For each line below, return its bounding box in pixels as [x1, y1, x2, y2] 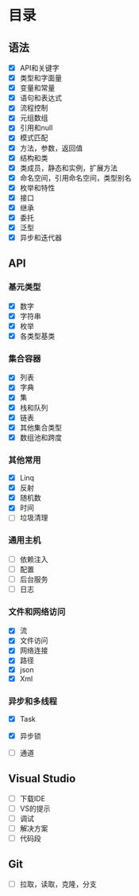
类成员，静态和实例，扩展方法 [19, 163, 118, 173]
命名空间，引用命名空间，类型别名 [19, 173, 132, 182]
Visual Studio [8, 772, 76, 785]
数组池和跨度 [19, 432, 62, 442]
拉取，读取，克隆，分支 [19, 879, 97, 889]
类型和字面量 [19, 73, 62, 83]
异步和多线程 [8, 695, 58, 707]
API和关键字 [19, 64, 60, 72]
